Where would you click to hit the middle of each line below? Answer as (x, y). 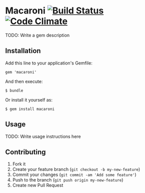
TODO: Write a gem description (37, 35)
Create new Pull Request (38, 185)
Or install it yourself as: (29, 99)
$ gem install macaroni (30, 109)
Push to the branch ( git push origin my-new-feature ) (68, 180)
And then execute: (24, 81)
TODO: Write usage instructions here (43, 136)
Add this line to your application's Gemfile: (49, 63)
